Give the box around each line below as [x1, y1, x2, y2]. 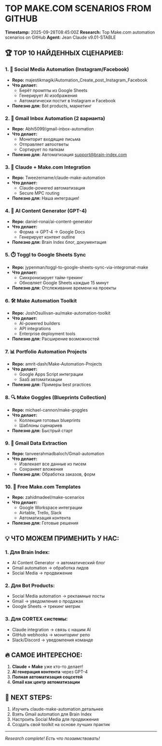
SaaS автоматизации [19, 377, 63, 382]
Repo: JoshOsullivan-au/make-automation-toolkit [12, 310, 111, 316]
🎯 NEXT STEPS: [5, 693, 52, 701]
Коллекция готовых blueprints [19, 417, 81, 423]
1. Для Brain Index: [5, 549, 50, 556]
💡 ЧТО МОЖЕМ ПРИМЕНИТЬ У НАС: [5, 534, 120, 542]
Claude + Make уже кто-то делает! [12, 664, 83, 669]
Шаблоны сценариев [19, 422, 63, 428]
